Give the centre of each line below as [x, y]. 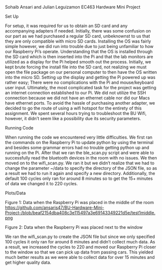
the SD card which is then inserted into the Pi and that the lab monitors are [79, 57]
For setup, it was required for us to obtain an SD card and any [66, 26]
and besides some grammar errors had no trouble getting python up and [77, 148]
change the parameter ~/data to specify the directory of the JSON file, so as [81, 168]
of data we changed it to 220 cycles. [42, 183]
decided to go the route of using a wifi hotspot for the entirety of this [73, 108]
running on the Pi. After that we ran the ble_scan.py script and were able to [80, 153]
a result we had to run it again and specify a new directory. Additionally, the [80, 173]
